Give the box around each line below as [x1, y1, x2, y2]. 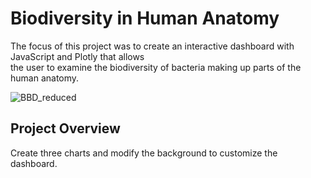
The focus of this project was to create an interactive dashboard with [10, 40, 295, 52]
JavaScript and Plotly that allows [10, 50, 145, 62]
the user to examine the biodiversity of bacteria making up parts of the [10, 61, 302, 73]
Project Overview [10, 120, 121, 137]
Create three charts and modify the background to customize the [10, 147, 278, 159]
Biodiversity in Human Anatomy [10, 7, 280, 30]
